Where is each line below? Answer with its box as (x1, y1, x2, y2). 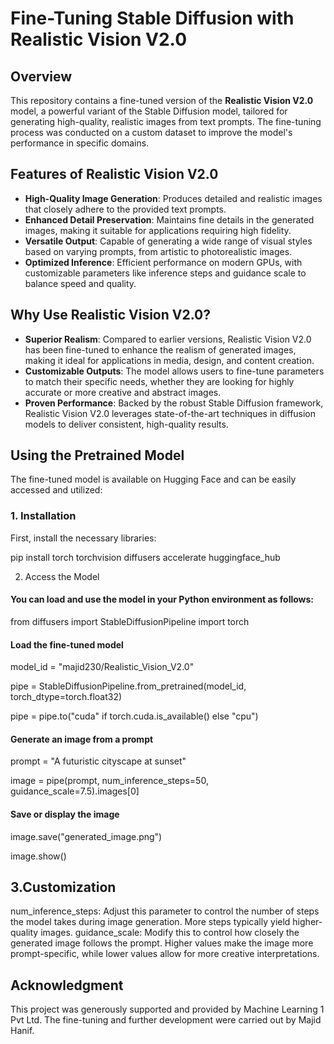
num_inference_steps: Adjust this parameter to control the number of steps (10, 905, 320, 917)
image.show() (10, 850, 67, 862)
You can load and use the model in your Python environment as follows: (10, 593, 315, 606)
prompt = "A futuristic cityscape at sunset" (10, 755, 187, 767)
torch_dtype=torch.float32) (10, 691, 123, 703)
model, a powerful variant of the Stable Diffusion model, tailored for (10, 105, 288, 117)
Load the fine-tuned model (10, 638, 124, 651)
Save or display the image (10, 808, 120, 820)
